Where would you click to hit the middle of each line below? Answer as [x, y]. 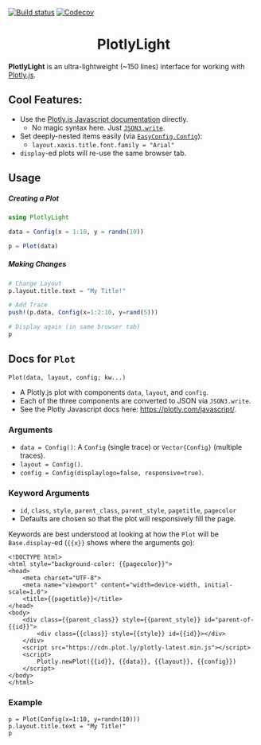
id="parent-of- [229, 620]
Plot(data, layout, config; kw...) [67, 377]
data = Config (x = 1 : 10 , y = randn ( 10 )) [76, 232]
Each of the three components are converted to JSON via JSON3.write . [135, 400]
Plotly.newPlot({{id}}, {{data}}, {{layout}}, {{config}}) [137, 662]
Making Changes [37, 264]
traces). [33, 456]
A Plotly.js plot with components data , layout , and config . [114, 392]
